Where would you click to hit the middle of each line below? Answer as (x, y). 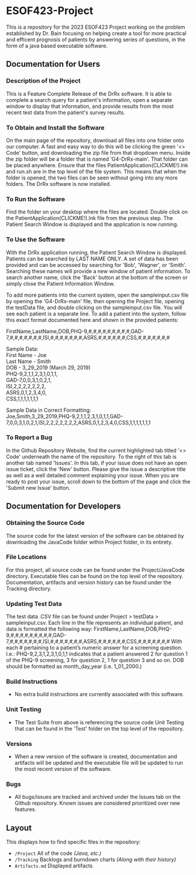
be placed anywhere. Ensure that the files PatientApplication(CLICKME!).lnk (97, 165)
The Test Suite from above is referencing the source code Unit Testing (99, 722)
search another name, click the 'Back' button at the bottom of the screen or (97, 277)
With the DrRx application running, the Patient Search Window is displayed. (97, 252)
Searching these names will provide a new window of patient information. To (98, 271)
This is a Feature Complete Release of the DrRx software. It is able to (89, 94)
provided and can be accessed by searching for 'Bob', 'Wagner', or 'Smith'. (96, 264)
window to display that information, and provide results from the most (90, 106)
